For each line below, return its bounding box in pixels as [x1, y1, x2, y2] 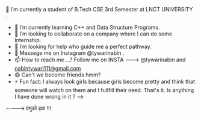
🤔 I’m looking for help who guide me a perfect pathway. [14, 43, 152, 50]
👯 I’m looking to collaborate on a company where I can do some [14, 30, 173, 37]
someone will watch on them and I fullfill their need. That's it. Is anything [14, 87, 194, 93]
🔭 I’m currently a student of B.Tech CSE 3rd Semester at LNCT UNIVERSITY [5, 6, 193, 13]
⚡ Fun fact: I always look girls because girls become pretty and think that [14, 78, 195, 85]
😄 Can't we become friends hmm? [14, 71, 101, 78]
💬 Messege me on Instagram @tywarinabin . [14, 49, 125, 57]
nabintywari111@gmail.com [14, 65, 81, 72]
